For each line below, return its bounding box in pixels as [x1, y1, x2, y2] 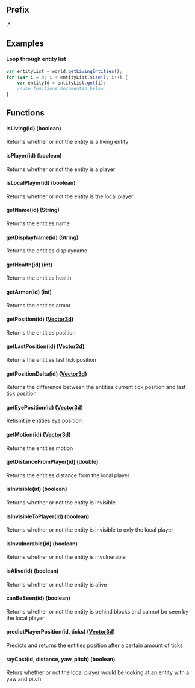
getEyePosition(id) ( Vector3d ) [6, 403, 83, 411]
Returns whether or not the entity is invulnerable [6, 553, 126, 561]
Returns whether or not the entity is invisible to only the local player [6, 526, 173, 533]
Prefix [6, 5, 29, 15]
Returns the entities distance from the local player [6, 471, 130, 479]
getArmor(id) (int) [6, 288, 52, 295]
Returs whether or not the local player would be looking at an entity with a [6, 669, 190, 676]
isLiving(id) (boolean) [6, 124, 61, 132]
